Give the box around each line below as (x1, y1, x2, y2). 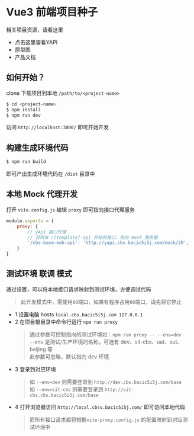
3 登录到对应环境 (14, 366, 56, 373)
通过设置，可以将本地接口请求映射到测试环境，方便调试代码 (6, 286, 151, 293)
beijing (29, 345, 46, 352)
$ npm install (6, 107, 41, 113)
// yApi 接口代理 (27, 229, 67, 235)
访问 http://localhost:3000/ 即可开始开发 (6, 124, 109, 131)
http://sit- (104, 386, 134, 393)
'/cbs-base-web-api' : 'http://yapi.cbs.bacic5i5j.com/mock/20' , (27, 240, 189, 246)
